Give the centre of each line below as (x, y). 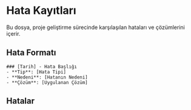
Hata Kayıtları (42, 11)
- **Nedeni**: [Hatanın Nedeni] (47, 77)
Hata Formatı (31, 53)
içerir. (13, 33)
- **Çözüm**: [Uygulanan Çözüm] (47, 82)
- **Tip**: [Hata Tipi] (36, 72)
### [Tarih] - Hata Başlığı (42, 66)
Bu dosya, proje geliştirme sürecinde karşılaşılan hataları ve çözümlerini (95, 27)
